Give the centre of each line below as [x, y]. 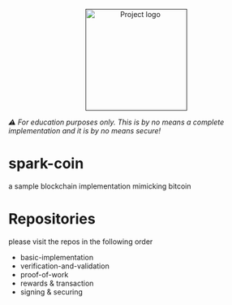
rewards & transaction [57, 283]
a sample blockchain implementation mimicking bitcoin [100, 186]
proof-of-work [44, 274]
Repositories [52, 219]
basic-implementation [57, 257]
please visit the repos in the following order [81, 242]
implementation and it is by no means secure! [85, 131]
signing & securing [52, 292]
